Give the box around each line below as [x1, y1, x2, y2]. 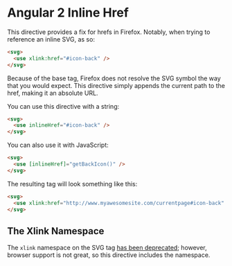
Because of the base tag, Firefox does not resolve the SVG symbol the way [7, 74, 222, 82]
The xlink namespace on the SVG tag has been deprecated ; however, [7, 244, 208, 252]
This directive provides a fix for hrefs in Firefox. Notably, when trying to [7, 28, 211, 36]
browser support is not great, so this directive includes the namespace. [7, 251, 211, 259]
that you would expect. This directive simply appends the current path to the [7, 81, 225, 89]
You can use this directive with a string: [7, 102, 120, 110]
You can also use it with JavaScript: [7, 141, 109, 150]
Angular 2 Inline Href [7, 5, 130, 21]
